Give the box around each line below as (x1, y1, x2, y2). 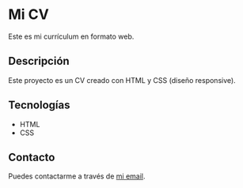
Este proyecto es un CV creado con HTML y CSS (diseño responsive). (8, 75, 236, 85)
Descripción (8, 55, 70, 68)
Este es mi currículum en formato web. (8, 32, 135, 41)
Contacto (8, 150, 55, 164)
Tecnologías (8, 99, 70, 112)
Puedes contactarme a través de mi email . (8, 171, 146, 181)
